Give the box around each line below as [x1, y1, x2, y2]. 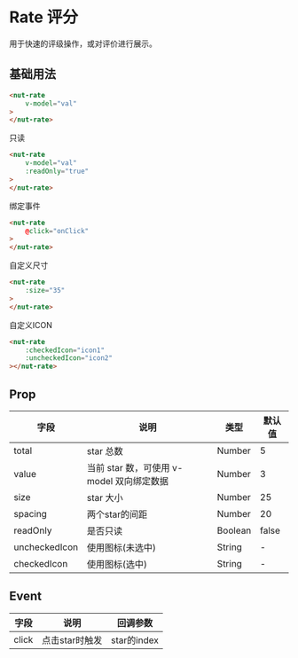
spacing [13, 507, 47, 520]
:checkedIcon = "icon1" [25, 346, 105, 355]
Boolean [216, 524, 252, 537]
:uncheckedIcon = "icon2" [25, 354, 114, 363]
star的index [110, 634, 160, 646]
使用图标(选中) [87, 558, 148, 570]
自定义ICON [9, 319, 53, 330]
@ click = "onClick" [25, 226, 90, 235]
